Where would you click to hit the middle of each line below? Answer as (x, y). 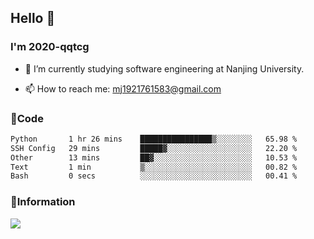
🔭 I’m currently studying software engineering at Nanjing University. (164, 68)
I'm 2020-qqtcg (50, 47)
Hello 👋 (33, 18)
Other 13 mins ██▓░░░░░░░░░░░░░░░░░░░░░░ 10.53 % (154, 157)
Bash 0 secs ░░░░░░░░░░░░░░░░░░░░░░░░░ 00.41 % (154, 176)
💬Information (43, 202)
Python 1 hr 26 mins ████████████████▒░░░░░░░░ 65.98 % (154, 139)
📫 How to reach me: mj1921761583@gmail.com (123, 88)
